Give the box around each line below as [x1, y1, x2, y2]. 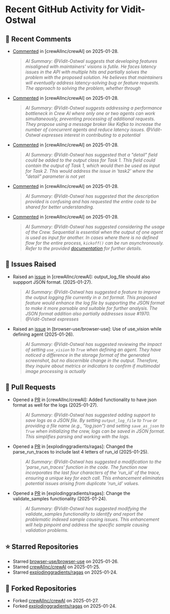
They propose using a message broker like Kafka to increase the [25, 121, 161, 127]
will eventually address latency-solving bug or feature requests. [25, 80, 159, 86]
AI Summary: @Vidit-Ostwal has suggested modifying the [25, 505, 147, 512]
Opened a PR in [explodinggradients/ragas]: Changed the [12, 443, 133, 449]
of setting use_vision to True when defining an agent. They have [25, 346, 161, 353]
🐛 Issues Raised [5, 260, 56, 269]
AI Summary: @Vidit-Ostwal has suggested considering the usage [25, 224, 165, 230]
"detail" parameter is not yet [25, 173, 85, 179]
